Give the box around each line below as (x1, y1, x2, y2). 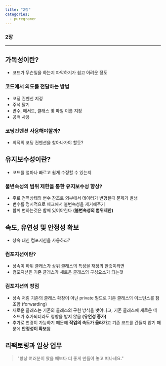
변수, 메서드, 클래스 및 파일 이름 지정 (12, 108, 83, 113)
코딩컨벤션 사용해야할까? (5, 127, 61, 134)
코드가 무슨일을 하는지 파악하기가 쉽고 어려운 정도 (12, 70, 108, 75)
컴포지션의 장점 (5, 283, 40, 290)
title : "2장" (5, 7, 31, 12)
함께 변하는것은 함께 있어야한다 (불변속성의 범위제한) (12, 208, 114, 214)
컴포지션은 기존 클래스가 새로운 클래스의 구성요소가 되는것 (12, 269, 124, 275)
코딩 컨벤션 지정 (12, 95, 43, 101)
